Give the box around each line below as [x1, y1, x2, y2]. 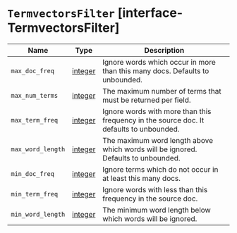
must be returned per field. [102, 95, 192, 105]
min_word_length [11, 210, 66, 218]
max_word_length [11, 145, 66, 153]
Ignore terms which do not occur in [102, 164, 219, 174]
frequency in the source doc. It [102, 115, 205, 125]
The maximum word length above [102, 135, 214, 145]
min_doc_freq [11, 170, 55, 177]
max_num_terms [11, 92, 59, 99]
